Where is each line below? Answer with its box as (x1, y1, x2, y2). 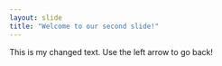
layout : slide (9, 13, 63, 23)
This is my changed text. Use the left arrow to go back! (9, 46, 214, 57)
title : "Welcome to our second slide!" (9, 22, 160, 31)
